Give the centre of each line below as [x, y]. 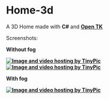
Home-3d [30, 10]
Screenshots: [22, 38]
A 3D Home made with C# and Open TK [54, 27]
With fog [17, 78]
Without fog [21, 49]
